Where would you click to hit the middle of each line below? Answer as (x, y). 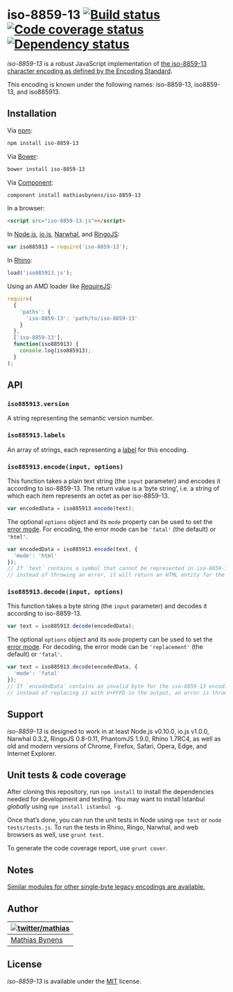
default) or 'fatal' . (35, 654)
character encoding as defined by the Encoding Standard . (90, 71)
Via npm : (20, 130)
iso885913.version (38, 404)
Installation (32, 114)
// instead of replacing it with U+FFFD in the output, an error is (108, 693)
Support (25, 715)
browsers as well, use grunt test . (55, 835)
